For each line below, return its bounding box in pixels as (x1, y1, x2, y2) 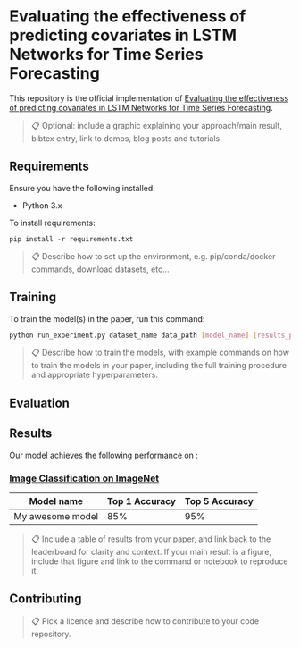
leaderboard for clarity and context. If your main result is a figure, (30, 546, 272, 557)
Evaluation (9, 395, 70, 410)
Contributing (9, 592, 82, 607)
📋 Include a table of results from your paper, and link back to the (30, 534, 271, 544)
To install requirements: (9, 217, 96, 228)
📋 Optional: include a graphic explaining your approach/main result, (30, 120, 283, 130)
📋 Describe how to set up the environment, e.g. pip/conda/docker (30, 250, 276, 261)
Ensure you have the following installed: (9, 182, 156, 193)
